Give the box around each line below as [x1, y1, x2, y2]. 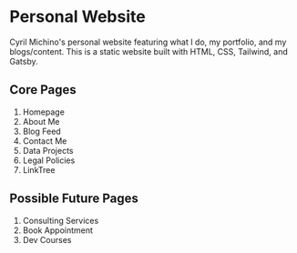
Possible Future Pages [9, 191, 138, 207]
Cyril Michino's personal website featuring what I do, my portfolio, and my [9, 36, 287, 47]
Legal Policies [22, 155, 76, 166]
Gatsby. [9, 56, 38, 66]
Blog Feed [22, 126, 61, 137]
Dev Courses [22, 234, 72, 245]
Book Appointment [22, 225, 94, 236]
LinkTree [22, 164, 56, 175]
